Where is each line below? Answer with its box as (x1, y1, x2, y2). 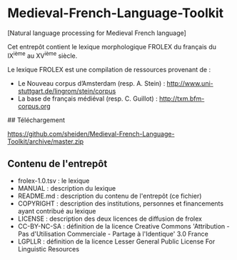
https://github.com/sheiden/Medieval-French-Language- (7, 129, 175, 138)
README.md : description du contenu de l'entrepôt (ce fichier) (17, 191, 202, 201)
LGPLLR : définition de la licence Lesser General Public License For (17, 237, 216, 246)
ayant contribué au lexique (17, 207, 96, 216)
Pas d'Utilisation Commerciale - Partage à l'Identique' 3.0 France (17, 230, 208, 239)
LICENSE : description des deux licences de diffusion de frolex (17, 214, 202, 223)
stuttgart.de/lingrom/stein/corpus (17, 86, 116, 95)
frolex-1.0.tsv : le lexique (17, 176, 90, 185)
